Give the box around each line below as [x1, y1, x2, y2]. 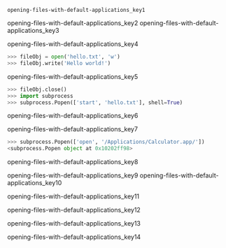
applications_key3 [7, 27, 59, 34]
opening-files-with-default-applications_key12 [7, 206, 141, 214]
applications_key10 [7, 179, 62, 187]
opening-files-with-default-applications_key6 [7, 112, 139, 120]
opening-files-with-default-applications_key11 [7, 192, 140, 200]
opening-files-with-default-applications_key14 [7, 233, 141, 241]
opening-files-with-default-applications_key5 [7, 72, 139, 80]
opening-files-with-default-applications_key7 [7, 125, 139, 133]
